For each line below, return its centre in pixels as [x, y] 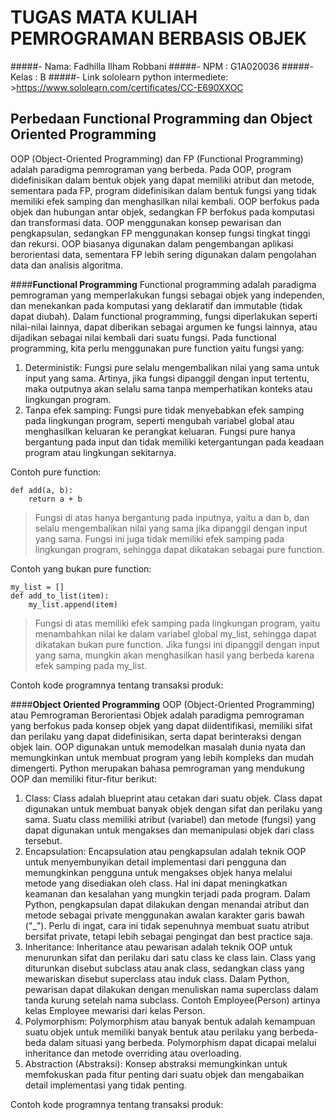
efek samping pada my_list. [91, 665]
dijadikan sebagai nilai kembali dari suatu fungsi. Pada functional [143, 337]
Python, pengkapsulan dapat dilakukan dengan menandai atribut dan [167, 904]
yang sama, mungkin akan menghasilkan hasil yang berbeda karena [174, 655]
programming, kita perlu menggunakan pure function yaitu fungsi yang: [157, 348]
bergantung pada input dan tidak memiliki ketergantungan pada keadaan [174, 442]
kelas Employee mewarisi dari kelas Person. [115, 1010]
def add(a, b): [42, 490]
